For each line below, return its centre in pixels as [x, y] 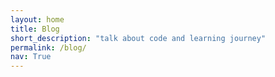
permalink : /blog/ [48, 47]
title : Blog [35, 29]
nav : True [31, 57]
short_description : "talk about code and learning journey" [138, 38]
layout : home [37, 19]
